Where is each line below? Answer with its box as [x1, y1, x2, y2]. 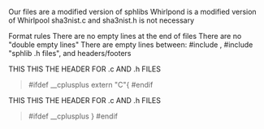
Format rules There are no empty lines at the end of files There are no [8, 32, 242, 41]
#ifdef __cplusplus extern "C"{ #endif [28, 80, 154, 89]
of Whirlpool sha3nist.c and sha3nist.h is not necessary [8, 15, 195, 25]
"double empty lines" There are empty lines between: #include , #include [8, 40, 253, 49]
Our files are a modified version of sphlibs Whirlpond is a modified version [8, 7, 258, 16]
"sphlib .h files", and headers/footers [8, 49, 132, 58]
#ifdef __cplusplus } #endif [28, 111, 118, 121]
